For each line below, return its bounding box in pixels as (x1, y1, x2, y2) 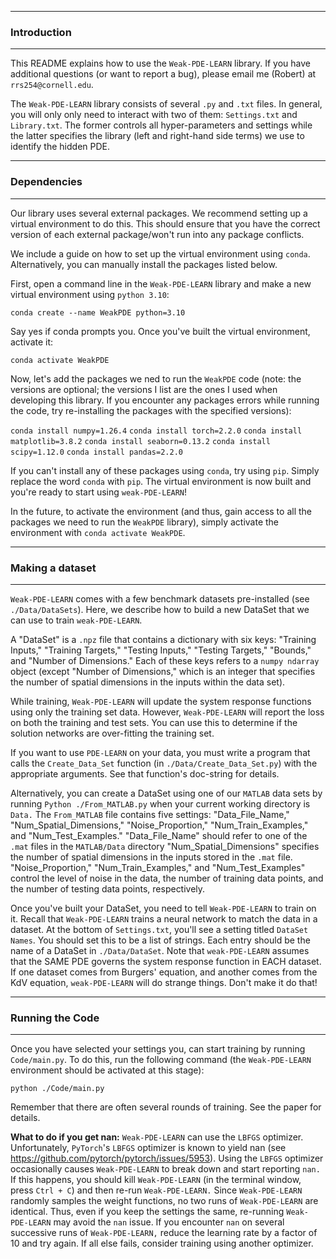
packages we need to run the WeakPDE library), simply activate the (10, 516, 280, 528)
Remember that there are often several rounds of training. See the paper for (10, 1101, 322, 1113)
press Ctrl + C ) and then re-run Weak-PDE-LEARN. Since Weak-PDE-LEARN (10, 1184, 303, 1196)
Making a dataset (10, 561, 97, 575)
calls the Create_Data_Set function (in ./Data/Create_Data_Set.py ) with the (10, 757, 318, 769)
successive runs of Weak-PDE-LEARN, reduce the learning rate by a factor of (10, 1227, 318, 1239)
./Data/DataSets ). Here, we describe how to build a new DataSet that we (10, 603, 310, 615)
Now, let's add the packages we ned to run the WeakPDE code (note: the (10, 372, 302, 385)
